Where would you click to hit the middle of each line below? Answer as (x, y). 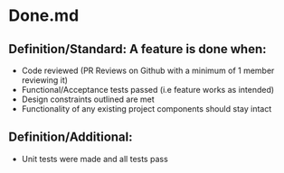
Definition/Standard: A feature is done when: (138, 49)
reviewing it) (45, 80)
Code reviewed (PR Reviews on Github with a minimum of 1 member (148, 70)
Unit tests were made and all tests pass (95, 159)
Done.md (44, 16)
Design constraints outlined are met (88, 99)
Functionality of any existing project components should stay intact (147, 109)
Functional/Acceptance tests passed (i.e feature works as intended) (148, 90)
